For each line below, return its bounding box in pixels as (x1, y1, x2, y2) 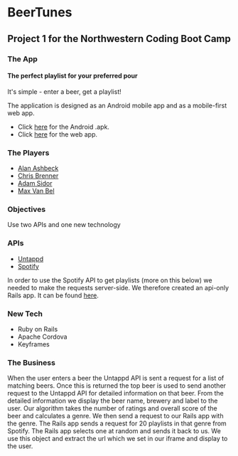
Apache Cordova (17, 332, 67, 341)
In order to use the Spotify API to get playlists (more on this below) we (7, 275, 212, 285)
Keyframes (17, 339, 50, 349)
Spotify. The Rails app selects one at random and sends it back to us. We (7, 427, 222, 435)
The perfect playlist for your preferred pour (7, 72, 138, 80)
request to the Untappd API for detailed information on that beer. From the (7, 389, 224, 398)
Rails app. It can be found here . (7, 291, 99, 299)
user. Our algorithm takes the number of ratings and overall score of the (7, 404, 218, 413)
